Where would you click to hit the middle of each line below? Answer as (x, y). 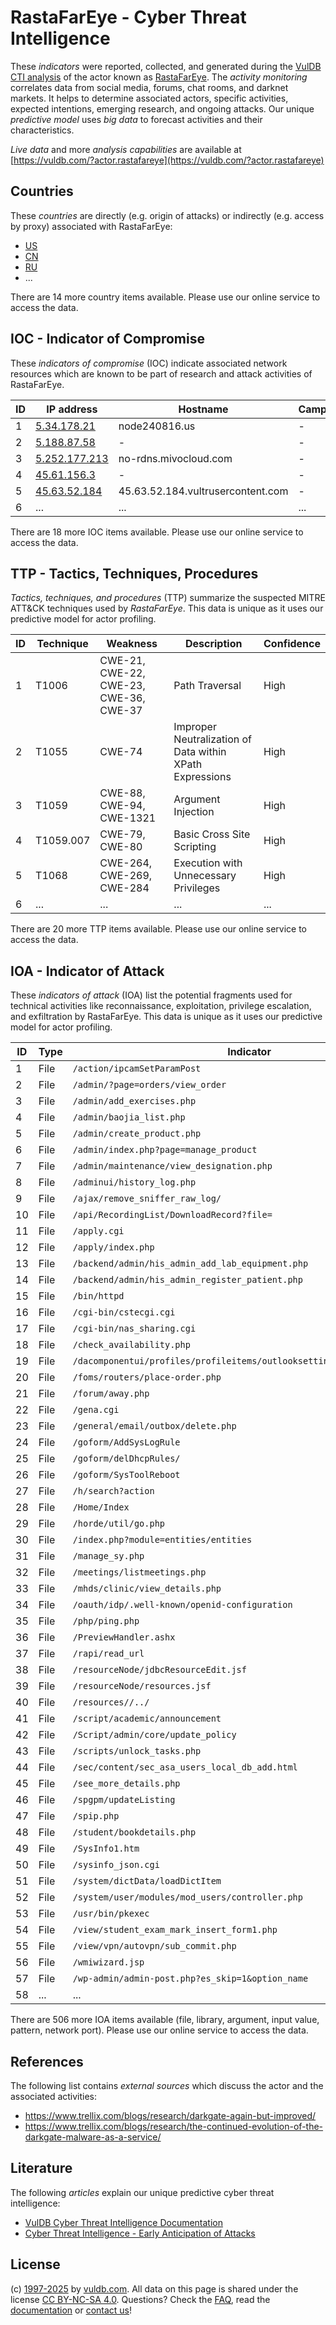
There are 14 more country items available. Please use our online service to (165, 297)
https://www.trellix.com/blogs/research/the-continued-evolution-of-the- (174, 2126)
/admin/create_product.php (137, 1134)
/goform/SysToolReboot (126, 1475)
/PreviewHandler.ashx (124, 1637)
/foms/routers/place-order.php (147, 1377)
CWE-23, (122, 686)
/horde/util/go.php (119, 1524)
